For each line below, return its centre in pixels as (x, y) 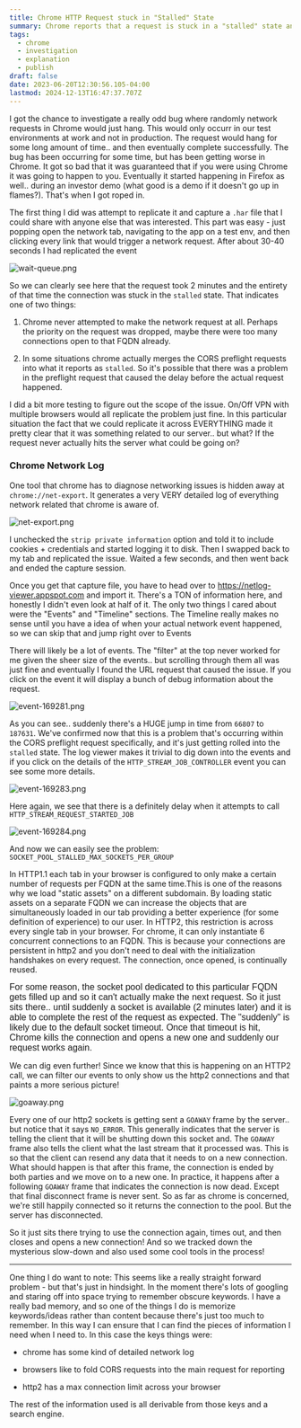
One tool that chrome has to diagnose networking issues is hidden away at (147, 485)
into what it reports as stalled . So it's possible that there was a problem (155, 368)
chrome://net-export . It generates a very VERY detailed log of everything (144, 494)
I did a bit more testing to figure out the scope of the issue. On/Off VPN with (149, 404)
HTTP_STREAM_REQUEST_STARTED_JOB (72, 814)
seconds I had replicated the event (73, 250)
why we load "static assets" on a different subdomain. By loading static (141, 893)
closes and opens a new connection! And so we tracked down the (131, 1242)
